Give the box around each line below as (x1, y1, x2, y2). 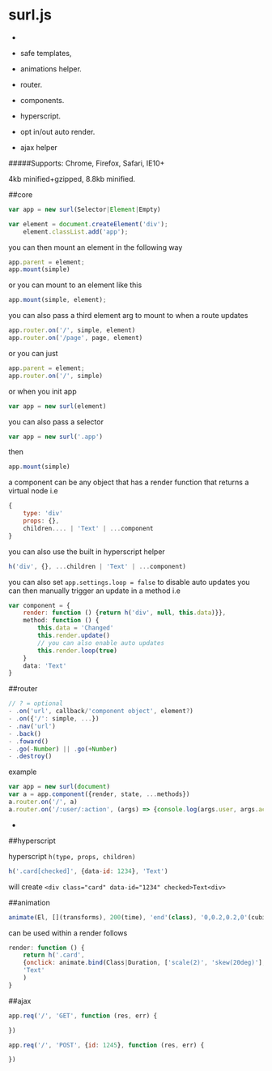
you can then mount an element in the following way (8, 242, 183, 252)
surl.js (8, 6, 53, 24)
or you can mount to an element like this (8, 280, 142, 290)
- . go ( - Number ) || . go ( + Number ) (8, 745, 117, 753)
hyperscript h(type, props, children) (8, 851, 136, 861)
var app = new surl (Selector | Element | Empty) (8, 205, 161, 213)
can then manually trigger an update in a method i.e (8, 586, 181, 596)
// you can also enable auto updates (37, 639, 164, 647)
